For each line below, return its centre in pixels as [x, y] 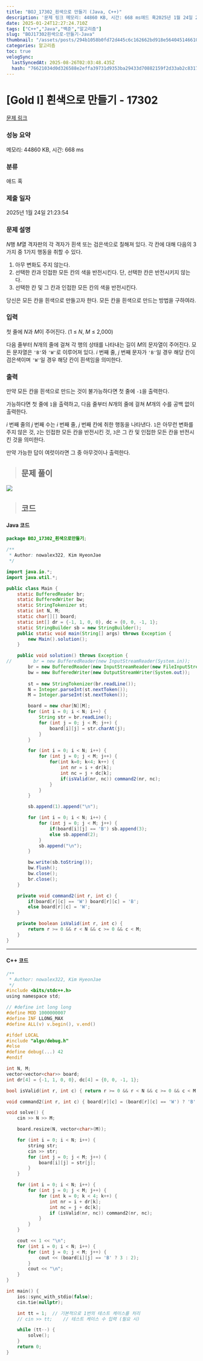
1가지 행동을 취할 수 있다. [53, 251]
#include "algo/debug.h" [37, 1041]
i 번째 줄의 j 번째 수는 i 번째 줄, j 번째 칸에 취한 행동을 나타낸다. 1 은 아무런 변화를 [100, 425]
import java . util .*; [32, 577]
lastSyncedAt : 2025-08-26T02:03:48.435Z [63, 62]
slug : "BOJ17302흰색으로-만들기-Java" [51, 35]
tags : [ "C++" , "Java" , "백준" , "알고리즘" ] [54, 29]
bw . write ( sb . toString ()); [61, 863]
